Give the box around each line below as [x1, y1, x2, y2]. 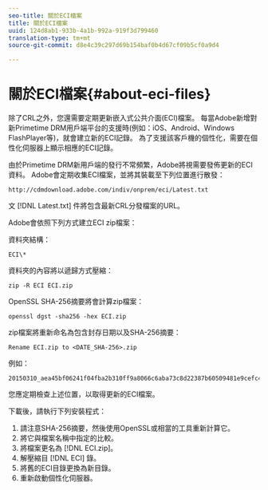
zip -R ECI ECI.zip [8, 282, 73, 290]
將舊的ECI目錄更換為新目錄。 [19, 464, 116, 473]
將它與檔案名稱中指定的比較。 [19, 433, 118, 443]
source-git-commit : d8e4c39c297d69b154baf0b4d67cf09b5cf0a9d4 [8, 41, 219, 49]
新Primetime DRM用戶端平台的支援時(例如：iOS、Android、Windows [8, 123, 235, 132]
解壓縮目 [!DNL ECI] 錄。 [19, 453, 101, 463]
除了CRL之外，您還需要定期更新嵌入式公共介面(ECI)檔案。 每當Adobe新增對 [8, 113, 258, 123]
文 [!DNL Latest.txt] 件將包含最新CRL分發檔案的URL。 [8, 201, 185, 211]
